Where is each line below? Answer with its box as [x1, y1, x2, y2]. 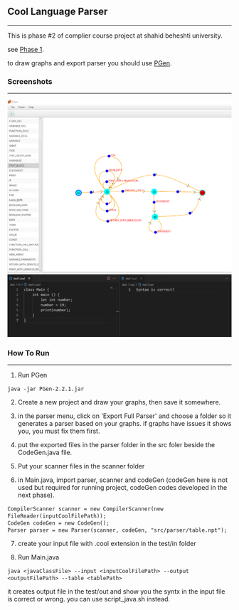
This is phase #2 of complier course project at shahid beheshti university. [7, 31, 223, 40]
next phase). [17, 491, 55, 499]
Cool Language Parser [7, 6, 108, 18]
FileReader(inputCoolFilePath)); [7, 512, 107, 520]
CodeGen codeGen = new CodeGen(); [7, 519, 110, 527]
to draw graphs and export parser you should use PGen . [7, 58, 172, 67]
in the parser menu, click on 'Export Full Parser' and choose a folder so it [17, 412, 232, 420]
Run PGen [17, 370, 48, 379]
